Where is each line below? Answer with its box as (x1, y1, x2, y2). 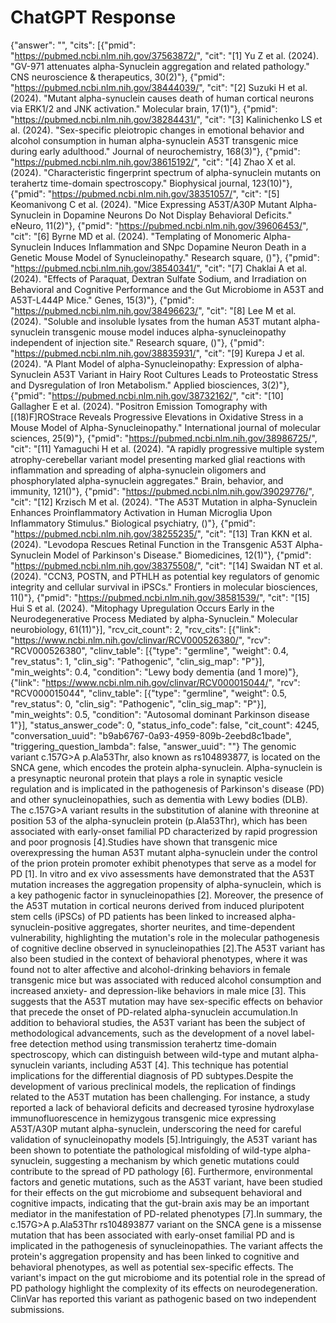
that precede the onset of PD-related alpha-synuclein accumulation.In (10, 1006, 299, 1018)
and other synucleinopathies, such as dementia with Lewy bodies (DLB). (10, 793, 308, 805)
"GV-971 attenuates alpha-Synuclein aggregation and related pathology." (10, 60, 310, 72)
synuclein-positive (10, 921, 87, 933)
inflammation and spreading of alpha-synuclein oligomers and (10, 464, 267, 476)
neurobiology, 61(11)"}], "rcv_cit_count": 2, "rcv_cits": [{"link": (10, 623, 261, 635)
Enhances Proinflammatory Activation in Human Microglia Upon (10, 506, 273, 518)
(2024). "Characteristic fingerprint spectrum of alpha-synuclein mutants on (10, 166, 321, 178)
